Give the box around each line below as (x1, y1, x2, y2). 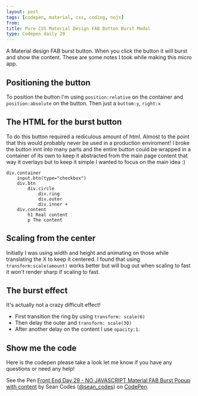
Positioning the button (6, 77, 91, 87)
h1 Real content (27, 212, 68, 218)
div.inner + (38, 201, 68, 207)
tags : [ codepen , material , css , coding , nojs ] (6, 14, 124, 20)
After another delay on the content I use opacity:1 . (14, 325, 140, 333)
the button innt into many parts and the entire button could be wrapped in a (6, 145, 191, 153)
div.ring (38, 191, 60, 197)
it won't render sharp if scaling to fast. (6, 268, 100, 275)
